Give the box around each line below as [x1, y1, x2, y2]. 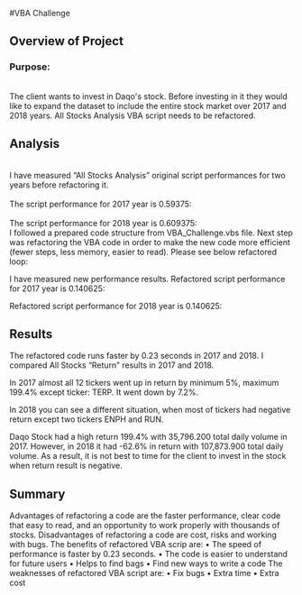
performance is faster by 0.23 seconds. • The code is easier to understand [9, 549, 288, 560]
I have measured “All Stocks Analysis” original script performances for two [9, 169, 286, 180]
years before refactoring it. [9, 179, 109, 190]
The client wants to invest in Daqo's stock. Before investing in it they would [9, 90, 288, 102]
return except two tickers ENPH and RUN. [9, 414, 164, 425]
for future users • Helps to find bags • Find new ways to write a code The [9, 558, 283, 569]
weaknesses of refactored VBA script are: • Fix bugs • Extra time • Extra [9, 568, 279, 579]
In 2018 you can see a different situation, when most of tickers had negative [9, 405, 291, 416]
